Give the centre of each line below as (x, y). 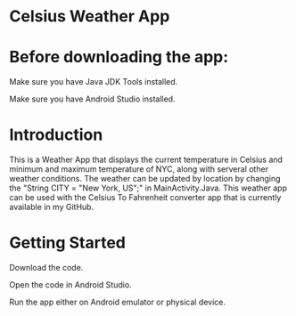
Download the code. (46, 267)
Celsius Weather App (90, 16)
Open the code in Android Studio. (70, 285)
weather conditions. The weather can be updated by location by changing (145, 179)
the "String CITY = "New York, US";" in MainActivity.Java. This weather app (148, 188)
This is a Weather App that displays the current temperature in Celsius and (146, 160)
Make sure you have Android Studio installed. (92, 99)
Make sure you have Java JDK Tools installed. (94, 82)
